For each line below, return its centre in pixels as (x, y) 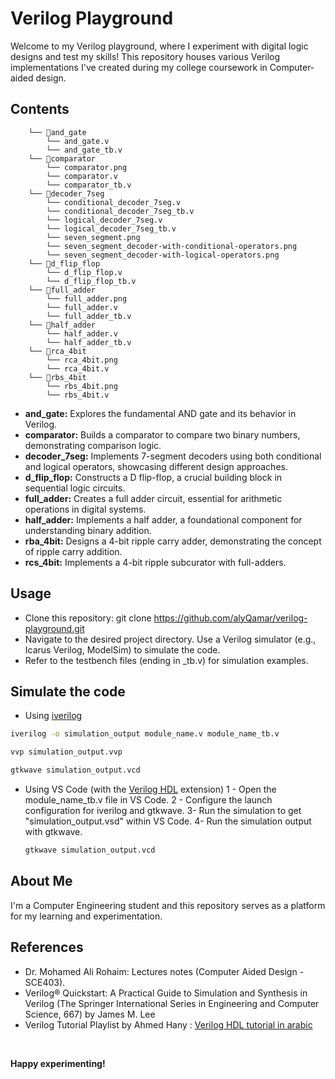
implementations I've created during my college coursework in (139, 67)
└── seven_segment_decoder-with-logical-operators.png (163, 255)
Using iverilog (53, 716)
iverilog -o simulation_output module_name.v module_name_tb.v (145, 734)
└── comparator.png (87, 167)
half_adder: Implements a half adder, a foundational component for (163, 519)
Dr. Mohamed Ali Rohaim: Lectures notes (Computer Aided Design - (164, 971)
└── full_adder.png (87, 298)
